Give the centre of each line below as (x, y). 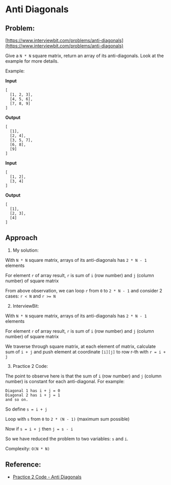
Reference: (23, 465)
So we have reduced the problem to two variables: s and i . (67, 439)
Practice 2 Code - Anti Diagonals (47, 477)
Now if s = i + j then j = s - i (39, 428)
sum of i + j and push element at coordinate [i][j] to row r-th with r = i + (85, 352)
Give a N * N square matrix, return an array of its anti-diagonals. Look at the (84, 56)
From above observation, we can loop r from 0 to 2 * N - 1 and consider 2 (84, 290)
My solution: (26, 250)
